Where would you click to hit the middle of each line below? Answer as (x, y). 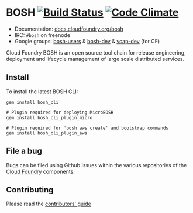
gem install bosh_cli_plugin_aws (47, 133)
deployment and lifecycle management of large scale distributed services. (95, 59)
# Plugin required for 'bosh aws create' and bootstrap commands (87, 128)
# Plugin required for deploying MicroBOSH (60, 112)
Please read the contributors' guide (49, 204)
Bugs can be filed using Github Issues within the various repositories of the (96, 165)
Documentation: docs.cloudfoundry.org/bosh (69, 29)
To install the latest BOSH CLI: (42, 92)
